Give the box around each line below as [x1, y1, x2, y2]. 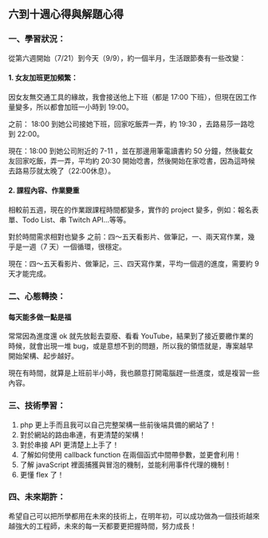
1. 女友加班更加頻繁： [8, 73, 78, 82]
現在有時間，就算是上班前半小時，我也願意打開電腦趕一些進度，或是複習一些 [8, 368, 260, 378]
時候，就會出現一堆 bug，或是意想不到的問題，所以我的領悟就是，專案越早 [8, 342, 254, 351]
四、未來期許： [8, 492, 66, 503]
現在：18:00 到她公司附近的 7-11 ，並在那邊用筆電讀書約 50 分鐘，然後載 [8, 146, 246, 156]
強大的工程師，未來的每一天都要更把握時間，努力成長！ [14, 521, 197, 531]
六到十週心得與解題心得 [8, 7, 124, 22]
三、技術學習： [8, 400, 66, 411]
